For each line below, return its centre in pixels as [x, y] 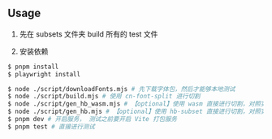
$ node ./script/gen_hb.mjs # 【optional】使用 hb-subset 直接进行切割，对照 [134, 112]
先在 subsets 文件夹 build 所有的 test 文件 [89, 34]
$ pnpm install [33, 67]
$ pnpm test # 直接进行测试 [51, 126]
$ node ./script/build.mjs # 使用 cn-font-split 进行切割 [104, 97]
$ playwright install [44, 74]
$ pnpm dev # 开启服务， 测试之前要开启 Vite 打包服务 [93, 119]
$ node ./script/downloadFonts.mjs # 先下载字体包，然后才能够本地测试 [121, 89]
